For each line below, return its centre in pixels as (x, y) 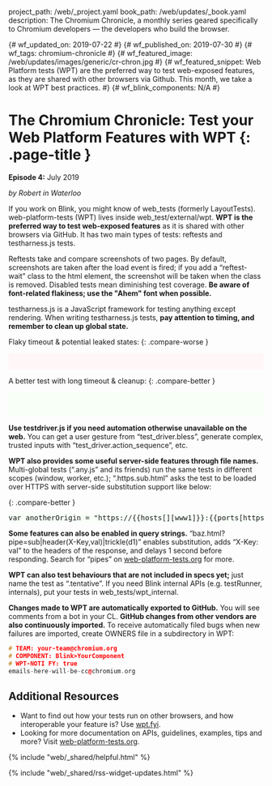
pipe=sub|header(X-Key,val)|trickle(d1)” (75, 541)
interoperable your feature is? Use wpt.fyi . (90, 724)
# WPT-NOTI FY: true (43, 664)
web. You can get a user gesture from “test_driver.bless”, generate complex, (136, 436)
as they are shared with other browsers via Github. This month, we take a (130, 79)
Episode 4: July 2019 (44, 177)
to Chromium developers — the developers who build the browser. (119, 29)
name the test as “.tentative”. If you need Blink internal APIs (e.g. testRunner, (136, 583)
